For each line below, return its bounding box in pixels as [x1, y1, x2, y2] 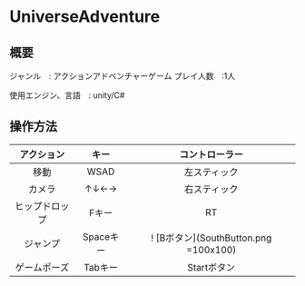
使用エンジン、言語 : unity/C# [9, 90, 125, 101]
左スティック [184, 165, 239, 178]
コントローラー [179, 148, 243, 161]
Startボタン [187, 261, 236, 273]
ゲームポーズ [15, 261, 70, 273]
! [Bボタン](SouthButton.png [151, 232, 272, 244]
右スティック [184, 182, 239, 195]
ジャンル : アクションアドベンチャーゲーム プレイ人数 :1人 [9, 71, 236, 81]
